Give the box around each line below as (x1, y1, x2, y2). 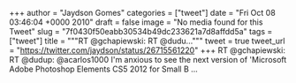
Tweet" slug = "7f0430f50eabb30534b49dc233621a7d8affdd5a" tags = (9, 26, 273, 36)
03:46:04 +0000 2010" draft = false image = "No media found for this (9, 17, 263, 27)
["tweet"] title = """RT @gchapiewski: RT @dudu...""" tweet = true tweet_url (9, 35, 285, 46)
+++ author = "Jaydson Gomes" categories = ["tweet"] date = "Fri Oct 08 (9, 8, 276, 18)
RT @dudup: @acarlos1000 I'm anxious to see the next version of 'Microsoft (9, 55, 287, 64)
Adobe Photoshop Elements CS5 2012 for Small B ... (9, 64, 199, 74)
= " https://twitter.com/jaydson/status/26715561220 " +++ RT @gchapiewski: (9, 45, 285, 56)
